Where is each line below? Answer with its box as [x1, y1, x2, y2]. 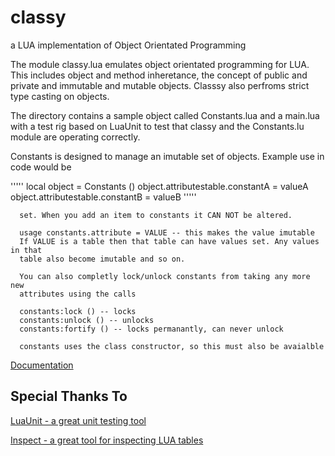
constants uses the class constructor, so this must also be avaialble [19, 341, 325, 351]
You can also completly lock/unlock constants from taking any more [19, 271, 311, 281]
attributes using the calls [19, 289, 137, 299]
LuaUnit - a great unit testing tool [10, 414, 147, 426]
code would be [10, 161, 72, 173]
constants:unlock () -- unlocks [19, 315, 155, 325]
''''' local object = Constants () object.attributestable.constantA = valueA [10, 180, 309, 192]
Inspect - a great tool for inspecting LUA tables [10, 434, 204, 446]
